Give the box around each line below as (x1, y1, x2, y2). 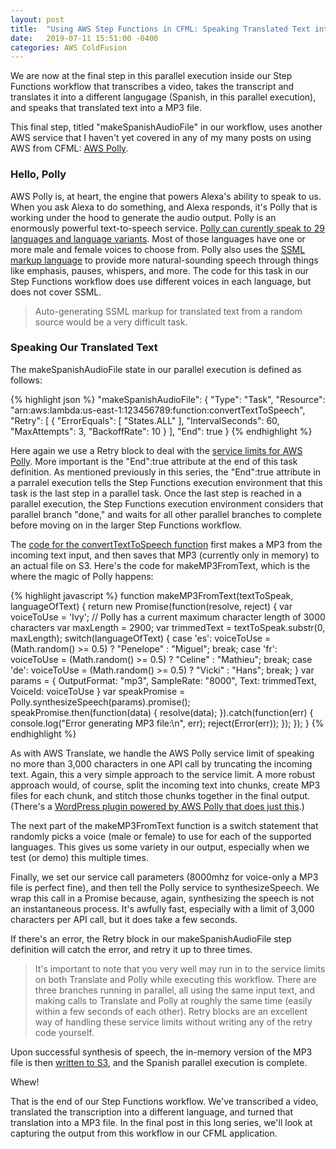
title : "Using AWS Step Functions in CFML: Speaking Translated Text (10, 24, 311, 34)
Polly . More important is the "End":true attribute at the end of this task (10, 455, 298, 467)
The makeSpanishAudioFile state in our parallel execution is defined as (10, 363, 302, 375)
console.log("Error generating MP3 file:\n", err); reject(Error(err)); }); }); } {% (10, 717, 325, 729)
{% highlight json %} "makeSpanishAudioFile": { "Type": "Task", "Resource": (10, 393, 326, 405)
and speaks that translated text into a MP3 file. (10, 102, 203, 114)
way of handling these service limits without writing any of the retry (34, 1016, 313, 1028)
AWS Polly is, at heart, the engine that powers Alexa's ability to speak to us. (10, 190, 322, 202)
